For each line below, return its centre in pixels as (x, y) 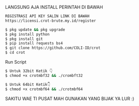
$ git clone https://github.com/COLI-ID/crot (53, 48)
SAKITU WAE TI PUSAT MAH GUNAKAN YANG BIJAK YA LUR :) (70, 99)
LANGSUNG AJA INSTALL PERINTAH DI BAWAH (54, 7)
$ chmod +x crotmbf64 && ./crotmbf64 (44, 89)
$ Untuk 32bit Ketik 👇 (29, 71)
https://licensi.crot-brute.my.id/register (51, 21)
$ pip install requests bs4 (34, 43)
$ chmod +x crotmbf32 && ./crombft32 (44, 75)
